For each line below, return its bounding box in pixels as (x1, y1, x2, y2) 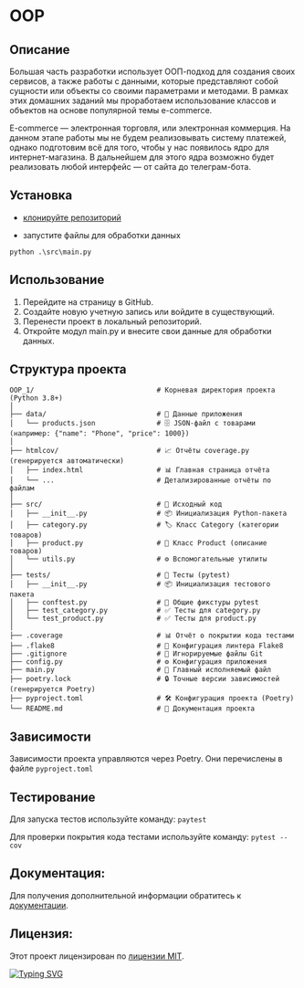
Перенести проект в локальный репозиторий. (22, 316, 203, 327)
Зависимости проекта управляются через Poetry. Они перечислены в (9, 753, 283, 764)
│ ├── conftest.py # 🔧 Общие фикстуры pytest (9, 598, 259, 607)
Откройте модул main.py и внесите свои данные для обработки (22, 325, 272, 336)
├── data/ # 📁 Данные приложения (9, 410, 244, 419)
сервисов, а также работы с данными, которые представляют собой (9, 76, 278, 87)
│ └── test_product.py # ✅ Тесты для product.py (9, 614, 257, 624)
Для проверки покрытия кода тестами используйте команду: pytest (9, 832, 277, 843)
